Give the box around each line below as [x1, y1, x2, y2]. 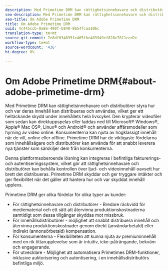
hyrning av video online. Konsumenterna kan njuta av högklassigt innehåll [5, 129, 156, 136]
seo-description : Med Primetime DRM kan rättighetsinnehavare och [5, 12, 146, 17]
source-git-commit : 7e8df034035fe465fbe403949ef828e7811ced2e [5, 36, 137, 41]
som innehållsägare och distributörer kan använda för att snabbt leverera [5, 140, 155, 146]
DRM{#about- [97, 75, 156, 87]
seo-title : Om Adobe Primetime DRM [5, 17, 79, 22]
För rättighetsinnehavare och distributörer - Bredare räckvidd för [12, 202, 145, 208]
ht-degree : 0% [5, 49, 35, 54]
